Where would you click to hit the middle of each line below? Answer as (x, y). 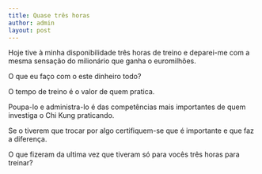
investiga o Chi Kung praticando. (61, 115)
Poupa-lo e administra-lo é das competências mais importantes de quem (127, 107)
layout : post (30, 30)
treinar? (21, 163)
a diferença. (28, 139)
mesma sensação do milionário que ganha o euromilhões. (102, 61)
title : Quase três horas (49, 15)
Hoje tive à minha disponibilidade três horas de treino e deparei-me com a (129, 53)
